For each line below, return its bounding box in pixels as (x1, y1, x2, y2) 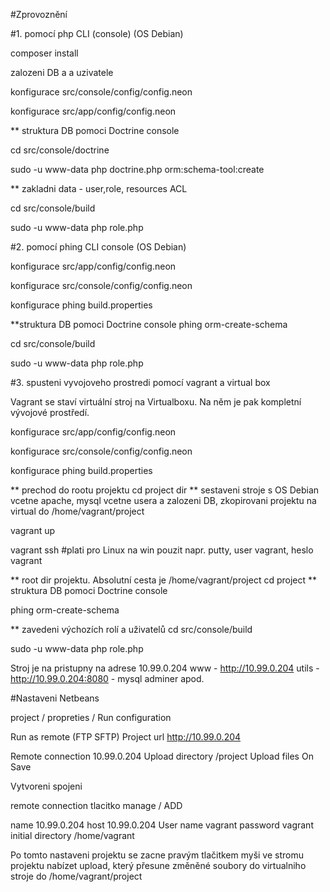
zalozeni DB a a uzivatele (10, 67, 114, 78)
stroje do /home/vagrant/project (10, 870, 143, 882)
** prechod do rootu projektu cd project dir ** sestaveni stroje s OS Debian (10, 484, 320, 496)
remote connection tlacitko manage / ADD (10, 800, 183, 811)
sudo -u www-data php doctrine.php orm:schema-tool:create (10, 164, 265, 175)
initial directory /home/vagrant (10, 830, 135, 841)
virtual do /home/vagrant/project (10, 505, 145, 517)
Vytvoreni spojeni (10, 780, 83, 792)
